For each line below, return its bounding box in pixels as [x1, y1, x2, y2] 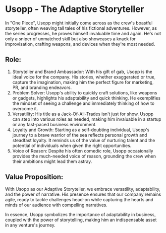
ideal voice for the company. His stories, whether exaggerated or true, [12, 74, 156, 80]
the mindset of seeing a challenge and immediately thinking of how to [12, 100, 155, 106]
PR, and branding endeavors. [12, 84, 72, 90]
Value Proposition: [5, 173, 63, 181]
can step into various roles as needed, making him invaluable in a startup [12, 116, 162, 122]
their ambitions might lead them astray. [12, 158, 92, 164]
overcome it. [12, 105, 38, 111]
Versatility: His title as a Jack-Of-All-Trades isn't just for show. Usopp [12, 111, 154, 117]
